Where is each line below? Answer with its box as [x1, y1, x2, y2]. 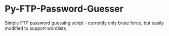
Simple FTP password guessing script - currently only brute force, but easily [5, 20, 164, 26]
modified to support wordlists [5, 25, 66, 31]
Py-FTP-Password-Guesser [5, 3, 123, 15]
